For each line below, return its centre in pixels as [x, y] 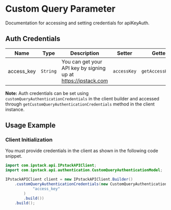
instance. [15, 109]
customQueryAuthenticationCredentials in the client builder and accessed [82, 98]
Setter [124, 53]
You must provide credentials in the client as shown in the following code [82, 151]
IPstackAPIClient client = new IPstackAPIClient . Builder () [69, 180]
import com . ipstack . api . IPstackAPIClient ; [51, 165]
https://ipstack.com [85, 81]
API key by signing [83, 68]
